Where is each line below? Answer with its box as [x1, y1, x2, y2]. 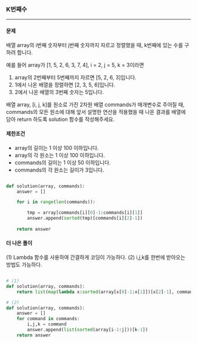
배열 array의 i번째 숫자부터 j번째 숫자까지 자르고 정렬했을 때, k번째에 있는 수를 [6, 41, 184, 48]
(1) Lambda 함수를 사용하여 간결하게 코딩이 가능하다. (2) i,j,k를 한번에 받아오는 [6, 254, 186, 261]
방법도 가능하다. [6, 261, 43, 268]
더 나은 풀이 [6, 240, 33, 247]
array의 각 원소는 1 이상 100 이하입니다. [14, 152, 106, 159]
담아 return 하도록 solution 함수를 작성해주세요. [6, 116, 115, 123]
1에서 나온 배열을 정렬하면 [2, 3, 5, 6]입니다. [14, 81, 116, 88]
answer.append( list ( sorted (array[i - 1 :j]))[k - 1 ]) [27, 327, 148, 333]
